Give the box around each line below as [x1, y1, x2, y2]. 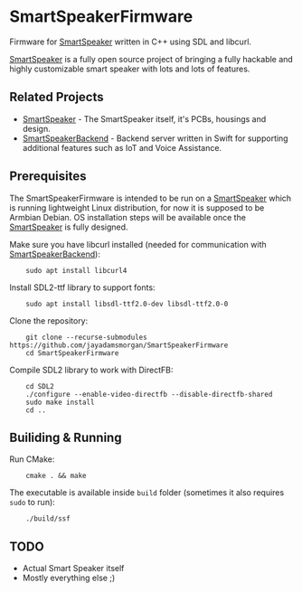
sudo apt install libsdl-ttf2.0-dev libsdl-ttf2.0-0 [25, 299, 229, 308]
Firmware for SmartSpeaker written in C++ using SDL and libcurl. [9, 36, 251, 47]
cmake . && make [25, 472, 88, 481]
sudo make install [25, 398, 95, 407]
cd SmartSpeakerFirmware [25, 348, 119, 358]
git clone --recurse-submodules [25, 333, 147, 342]
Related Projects [9, 89, 104, 105]
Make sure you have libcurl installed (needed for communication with [9, 239, 267, 249]
